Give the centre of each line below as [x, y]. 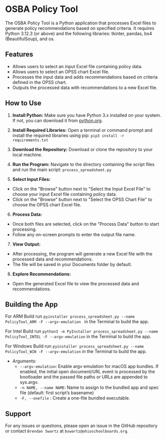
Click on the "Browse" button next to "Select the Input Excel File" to [81, 189]
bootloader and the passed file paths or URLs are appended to [84, 377]
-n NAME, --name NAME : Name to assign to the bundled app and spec [89, 388]
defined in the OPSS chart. [40, 82]
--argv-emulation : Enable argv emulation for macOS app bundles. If [89, 366]
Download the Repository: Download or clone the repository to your [83, 149]
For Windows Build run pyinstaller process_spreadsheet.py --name [75, 346]
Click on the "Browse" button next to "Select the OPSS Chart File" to [82, 199]
